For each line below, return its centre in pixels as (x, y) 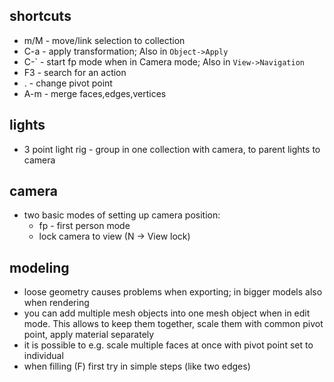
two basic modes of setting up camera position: (122, 215)
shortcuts (40, 16)
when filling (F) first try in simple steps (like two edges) (137, 366)
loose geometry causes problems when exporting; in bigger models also (173, 292)
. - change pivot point (68, 83)
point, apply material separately (89, 335)
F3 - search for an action (75, 72)
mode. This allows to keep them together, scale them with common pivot (173, 324)
